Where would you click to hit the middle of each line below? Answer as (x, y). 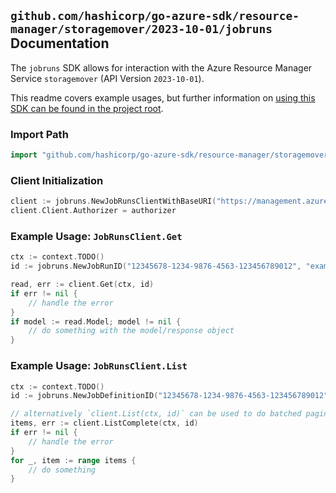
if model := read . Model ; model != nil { (96, 321)
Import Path (39, 134)
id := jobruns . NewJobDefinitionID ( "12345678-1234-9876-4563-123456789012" (169, 396)
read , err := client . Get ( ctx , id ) (82, 285)
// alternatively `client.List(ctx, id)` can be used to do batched (156, 414)
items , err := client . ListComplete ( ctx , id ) (104, 423)
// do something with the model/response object (131, 331)
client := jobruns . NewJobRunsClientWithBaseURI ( (113, 201)
